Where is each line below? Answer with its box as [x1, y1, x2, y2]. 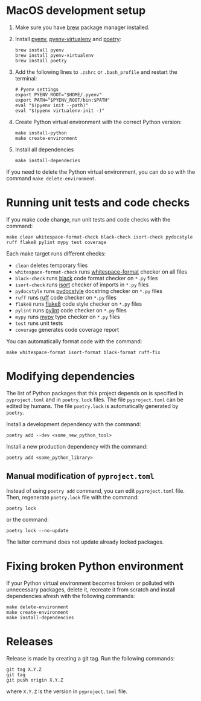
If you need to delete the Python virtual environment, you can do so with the [6, 168, 196, 176]
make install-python [14, 130, 67, 136]
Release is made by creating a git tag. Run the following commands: [6, 654, 175, 662]
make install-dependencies [6, 614, 74, 620]
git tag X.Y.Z [6, 666, 42, 673]
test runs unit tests [14, 319, 63, 327]
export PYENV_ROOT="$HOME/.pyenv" [14, 91, 102, 97]
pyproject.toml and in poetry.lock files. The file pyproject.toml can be [6, 396, 184, 403]
